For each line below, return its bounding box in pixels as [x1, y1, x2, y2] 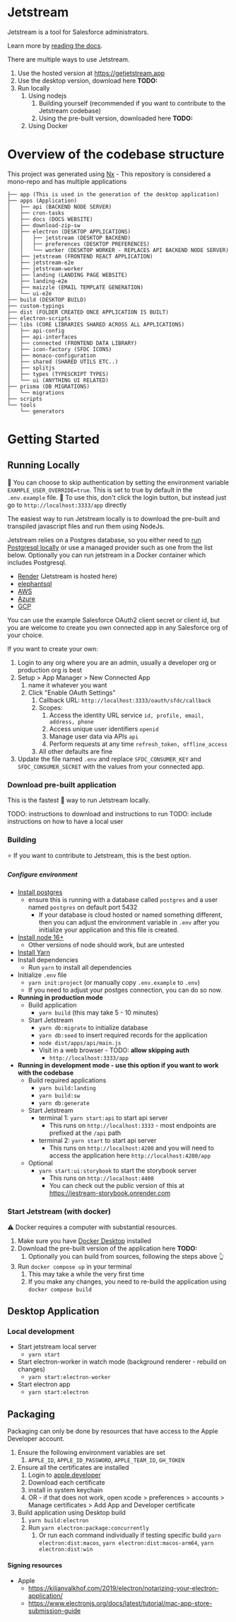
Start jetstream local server [17, 1342, 97, 1351]
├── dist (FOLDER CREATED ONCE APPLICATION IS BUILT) [7, 309, 170, 316]
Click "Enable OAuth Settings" [28, 688, 116, 697]
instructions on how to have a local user [7, 817, 124, 826]
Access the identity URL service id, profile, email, [49, 711, 205, 719]
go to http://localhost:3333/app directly [7, 501, 127, 509]
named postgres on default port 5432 [28, 903, 138, 912]
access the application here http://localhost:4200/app [49, 1151, 211, 1160]
